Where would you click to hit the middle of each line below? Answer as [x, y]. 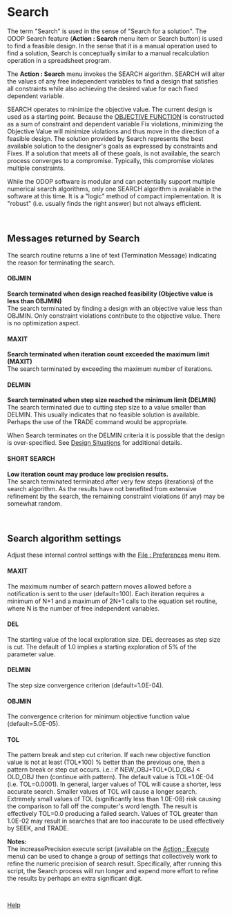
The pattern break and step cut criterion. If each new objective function [109, 755]
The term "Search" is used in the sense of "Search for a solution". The [107, 31]
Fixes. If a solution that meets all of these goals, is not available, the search [114, 153]
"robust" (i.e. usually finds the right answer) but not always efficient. [104, 203]
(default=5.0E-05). [33, 724]
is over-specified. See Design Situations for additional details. [95, 443]
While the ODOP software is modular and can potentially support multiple [111, 181]
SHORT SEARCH [31, 458]
